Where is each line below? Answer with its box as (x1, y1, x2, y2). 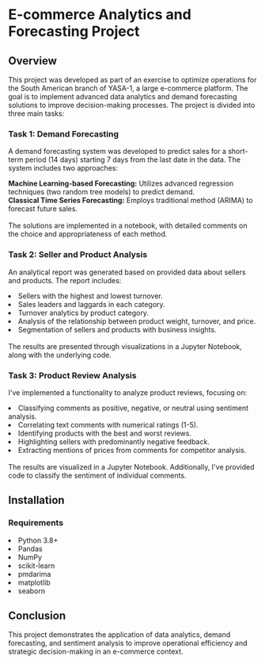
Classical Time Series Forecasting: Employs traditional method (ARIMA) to (8, 196, 253, 205)
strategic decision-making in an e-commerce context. (8, 647, 184, 656)
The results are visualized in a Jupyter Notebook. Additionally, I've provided (8, 462, 255, 471)
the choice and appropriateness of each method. (8, 229, 168, 239)
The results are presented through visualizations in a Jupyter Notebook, (8, 341, 243, 351)
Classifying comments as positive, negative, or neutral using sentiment (18, 403, 249, 413)
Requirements (8, 517, 64, 528)
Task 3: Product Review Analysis (8, 370, 137, 381)
